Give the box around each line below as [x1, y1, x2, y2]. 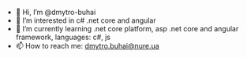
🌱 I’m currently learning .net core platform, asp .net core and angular [15, 24, 239, 33]
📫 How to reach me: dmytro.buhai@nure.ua [15, 42, 159, 50]
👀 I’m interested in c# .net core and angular [15, 16, 156, 25]
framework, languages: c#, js [15, 32, 110, 42]
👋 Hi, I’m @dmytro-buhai [15, 8, 96, 16]
